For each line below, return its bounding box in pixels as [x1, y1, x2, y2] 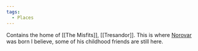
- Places [12, 15, 34, 21]
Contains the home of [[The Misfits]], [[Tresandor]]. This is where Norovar [6, 31, 192, 38]
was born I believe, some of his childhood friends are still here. [6, 38, 164, 45]
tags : [6, 8, 20, 15]
